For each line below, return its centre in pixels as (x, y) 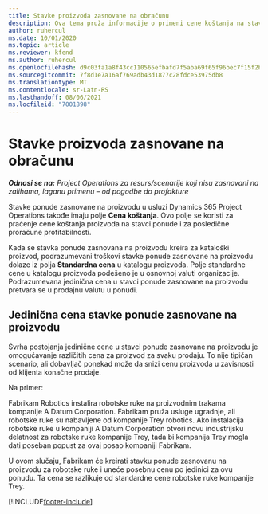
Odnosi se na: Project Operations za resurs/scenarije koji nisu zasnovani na (134, 183)
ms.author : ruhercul (43, 61)
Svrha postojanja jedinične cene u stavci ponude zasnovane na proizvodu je (133, 347)
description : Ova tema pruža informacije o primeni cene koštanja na (126, 23)
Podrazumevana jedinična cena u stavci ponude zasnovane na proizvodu (128, 282)
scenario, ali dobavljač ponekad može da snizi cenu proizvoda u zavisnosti (131, 363)
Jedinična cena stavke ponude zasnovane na (123, 315)
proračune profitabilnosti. (50, 233)
